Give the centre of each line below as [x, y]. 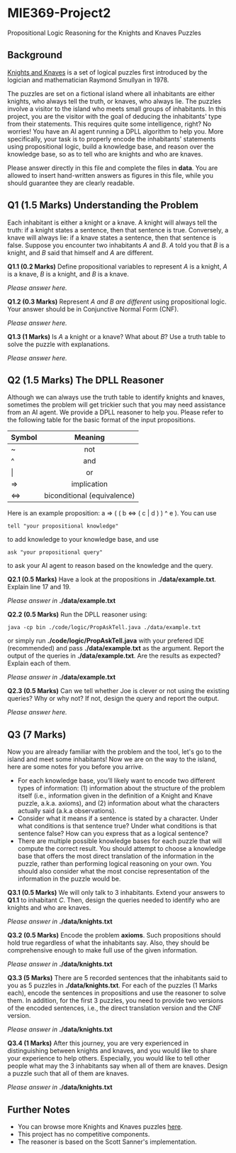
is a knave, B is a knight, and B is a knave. [68, 274]
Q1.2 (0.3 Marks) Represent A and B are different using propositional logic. [117, 301]
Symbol [24, 437]
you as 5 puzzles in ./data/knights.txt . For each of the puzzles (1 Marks [112, 985]
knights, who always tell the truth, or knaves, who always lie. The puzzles [114, 101]
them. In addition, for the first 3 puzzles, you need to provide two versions [116, 1001]
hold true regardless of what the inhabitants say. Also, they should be [108, 943]
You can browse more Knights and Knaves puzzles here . [100, 1127]
